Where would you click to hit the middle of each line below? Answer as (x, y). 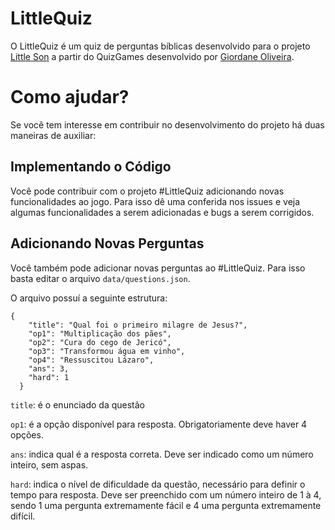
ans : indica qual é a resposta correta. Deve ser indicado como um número (162, 454)
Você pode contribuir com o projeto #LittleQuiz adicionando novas (147, 191)
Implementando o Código (91, 167)
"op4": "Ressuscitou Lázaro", (91, 360)
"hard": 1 (49, 377)
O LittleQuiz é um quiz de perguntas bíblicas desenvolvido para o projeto (160, 46)
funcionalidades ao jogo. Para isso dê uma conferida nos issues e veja (155, 201)
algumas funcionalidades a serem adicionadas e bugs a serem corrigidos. (162, 212)
